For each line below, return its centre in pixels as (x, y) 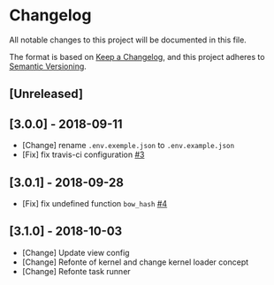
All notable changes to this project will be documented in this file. (128, 40)
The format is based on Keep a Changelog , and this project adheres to (137, 56)
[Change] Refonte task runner (76, 271)
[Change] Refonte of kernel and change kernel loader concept (135, 262)
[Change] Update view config (76, 252)
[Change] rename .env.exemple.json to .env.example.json (128, 146)
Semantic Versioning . (48, 66)
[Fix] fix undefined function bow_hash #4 (95, 203)
